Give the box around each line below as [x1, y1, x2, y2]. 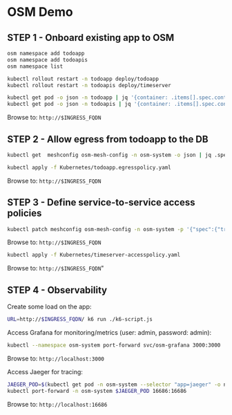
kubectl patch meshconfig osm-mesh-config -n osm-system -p [7, 225, 184, 232]
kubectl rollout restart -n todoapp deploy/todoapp [7, 75, 159, 82]
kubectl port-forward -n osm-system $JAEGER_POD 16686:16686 [7, 387, 187, 394]
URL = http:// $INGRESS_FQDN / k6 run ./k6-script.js [7, 316, 153, 323]
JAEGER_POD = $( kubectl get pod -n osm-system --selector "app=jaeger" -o [7, 381, 221, 388]
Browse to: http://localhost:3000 [7, 354, 105, 362]
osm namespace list [7, 63, 64, 70]
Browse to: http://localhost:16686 [7, 400, 108, 408]
